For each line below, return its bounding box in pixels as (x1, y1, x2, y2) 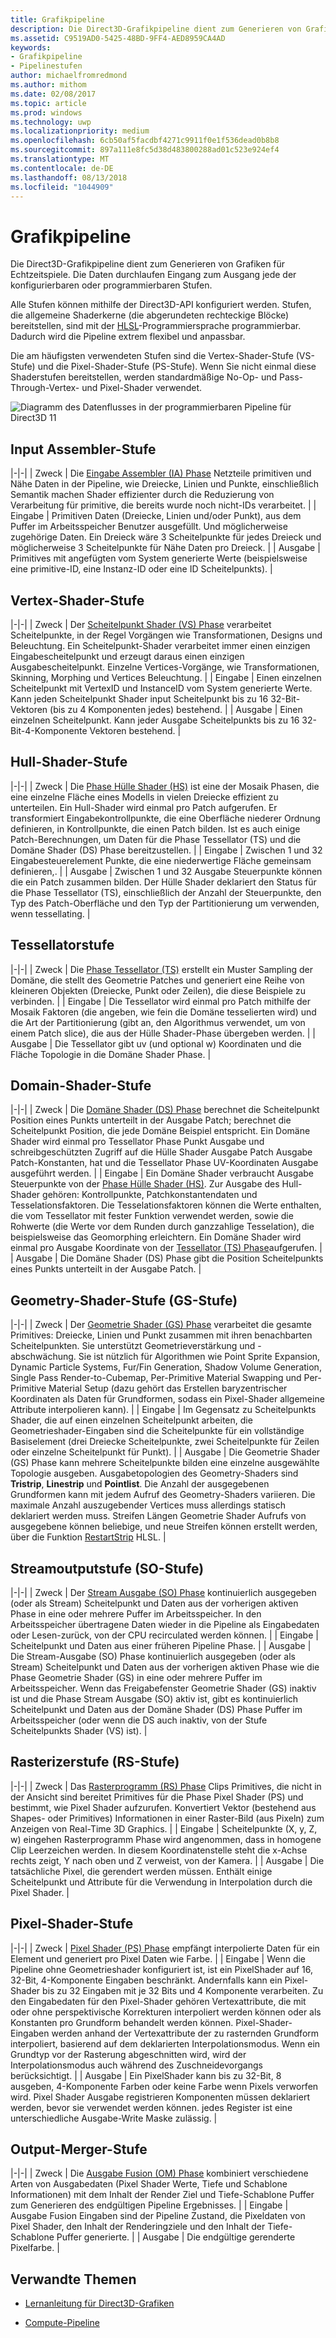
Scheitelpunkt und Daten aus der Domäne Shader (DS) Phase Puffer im (10, 1704, 303, 1715)
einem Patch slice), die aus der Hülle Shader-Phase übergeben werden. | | (10, 1027, 316, 1039)
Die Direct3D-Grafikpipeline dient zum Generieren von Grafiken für (10, 258, 286, 270)
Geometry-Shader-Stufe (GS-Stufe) (10, 1292, 238, 1309)
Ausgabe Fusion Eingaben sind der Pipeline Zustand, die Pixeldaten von (10, 2210, 306, 2222)
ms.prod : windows (10, 107, 83, 118)
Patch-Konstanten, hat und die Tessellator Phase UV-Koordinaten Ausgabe (10, 1157, 319, 1169)
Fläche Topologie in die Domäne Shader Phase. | (10, 1048, 212, 1060)
